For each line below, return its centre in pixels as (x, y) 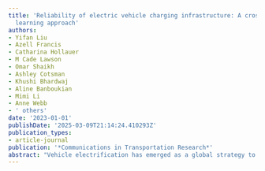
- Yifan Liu (28, 37)
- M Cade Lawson (35, 60)
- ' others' (28, 111)
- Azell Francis (35, 45)
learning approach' (47, 23)
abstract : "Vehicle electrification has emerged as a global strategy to (132, 154)
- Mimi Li (24, 96)
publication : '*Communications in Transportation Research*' (111, 147)
